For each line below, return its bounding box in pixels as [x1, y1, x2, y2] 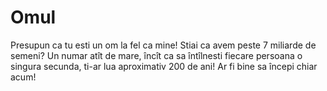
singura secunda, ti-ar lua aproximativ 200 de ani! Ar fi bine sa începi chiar [10, 60, 318, 72]
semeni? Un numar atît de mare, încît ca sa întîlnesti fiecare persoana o [10, 49, 303, 61]
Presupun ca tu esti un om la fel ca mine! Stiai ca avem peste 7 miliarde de [10, 39, 317, 51]
